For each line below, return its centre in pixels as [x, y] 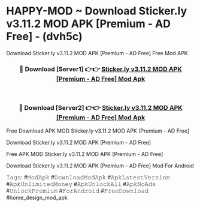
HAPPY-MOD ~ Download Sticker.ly [97, 11]
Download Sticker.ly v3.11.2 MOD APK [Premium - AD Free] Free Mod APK [97, 53]
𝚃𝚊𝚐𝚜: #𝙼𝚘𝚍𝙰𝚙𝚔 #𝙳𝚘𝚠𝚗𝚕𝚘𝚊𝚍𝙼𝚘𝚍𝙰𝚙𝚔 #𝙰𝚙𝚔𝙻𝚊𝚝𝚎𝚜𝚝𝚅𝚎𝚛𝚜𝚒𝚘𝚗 [88, 177]
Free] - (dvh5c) [44, 37]
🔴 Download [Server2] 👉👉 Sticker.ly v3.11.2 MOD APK [101, 108]
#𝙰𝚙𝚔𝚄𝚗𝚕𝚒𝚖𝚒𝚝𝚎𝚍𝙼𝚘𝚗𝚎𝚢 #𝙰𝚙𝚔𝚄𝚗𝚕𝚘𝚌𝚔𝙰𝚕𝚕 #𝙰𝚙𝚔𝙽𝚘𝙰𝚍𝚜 [81, 184]
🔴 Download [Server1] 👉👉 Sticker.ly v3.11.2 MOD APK [101, 69]
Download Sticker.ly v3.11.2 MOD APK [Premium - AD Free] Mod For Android [100, 166]
